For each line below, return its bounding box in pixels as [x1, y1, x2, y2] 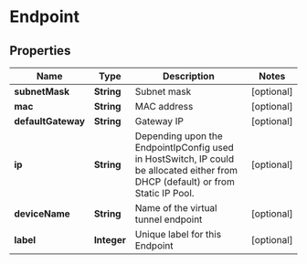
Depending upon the [134, 130, 224, 143]
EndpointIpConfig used [134, 142, 235, 153]
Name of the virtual [134, 202, 217, 214]
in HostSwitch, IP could [134, 153, 235, 165]
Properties [9, 43, 71, 58]
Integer [93, 234, 126, 246]
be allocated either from [134, 164, 238, 176]
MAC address [134, 100, 194, 112]
